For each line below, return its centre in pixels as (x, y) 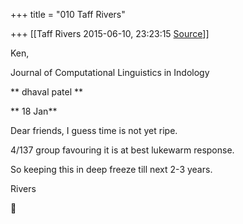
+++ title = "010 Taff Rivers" (68, 14)
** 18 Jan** (34, 111)
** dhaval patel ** (46, 92)
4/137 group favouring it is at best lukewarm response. (122, 150)
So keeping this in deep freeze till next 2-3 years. (111, 169)
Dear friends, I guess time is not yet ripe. (94, 130)
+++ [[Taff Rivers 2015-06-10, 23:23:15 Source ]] (110, 33)
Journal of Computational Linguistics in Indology (110, 72)
